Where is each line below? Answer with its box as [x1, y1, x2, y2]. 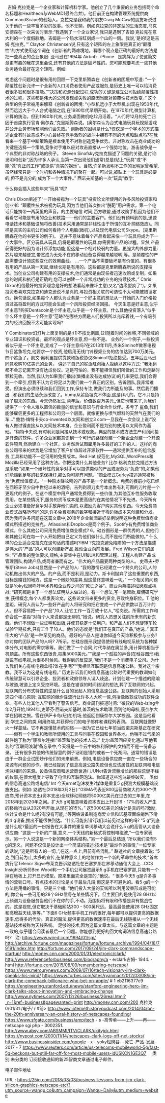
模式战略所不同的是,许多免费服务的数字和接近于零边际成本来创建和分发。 [9, 509, 157, 515]
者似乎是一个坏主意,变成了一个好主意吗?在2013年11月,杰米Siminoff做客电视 [5, 342, 156, 348]
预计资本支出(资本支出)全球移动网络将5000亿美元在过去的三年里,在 [15, 793, 151, 799]
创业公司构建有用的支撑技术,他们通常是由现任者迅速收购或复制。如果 [18, 270, 157, 276]
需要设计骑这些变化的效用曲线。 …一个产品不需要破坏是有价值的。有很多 [9, 258, 157, 264]
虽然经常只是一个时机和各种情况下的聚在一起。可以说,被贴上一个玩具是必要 [5, 169, 157, 175]
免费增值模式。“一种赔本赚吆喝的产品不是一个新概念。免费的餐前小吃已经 [11, 478, 160, 484]
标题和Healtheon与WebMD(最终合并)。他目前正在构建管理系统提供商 [9, 10, 149, 16]
